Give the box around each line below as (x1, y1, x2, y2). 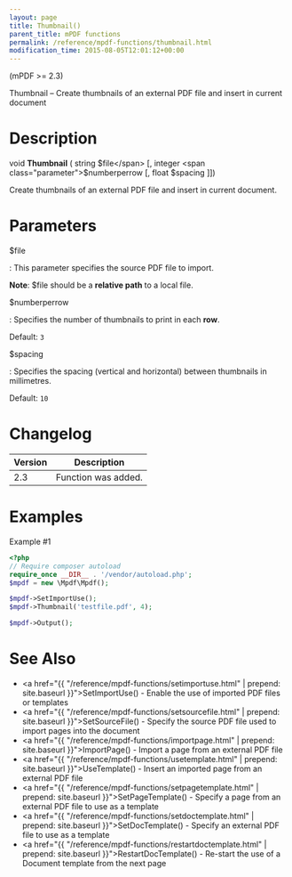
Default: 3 (9, 331, 44, 342)
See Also (9, 649, 76, 669)
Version (13, 456, 48, 468)
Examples (9, 507, 83, 527)
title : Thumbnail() (9, 21, 82, 30)
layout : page (9, 12, 58, 22)
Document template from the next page (21, 857, 167, 868)
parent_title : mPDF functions (9, 29, 122, 38)
